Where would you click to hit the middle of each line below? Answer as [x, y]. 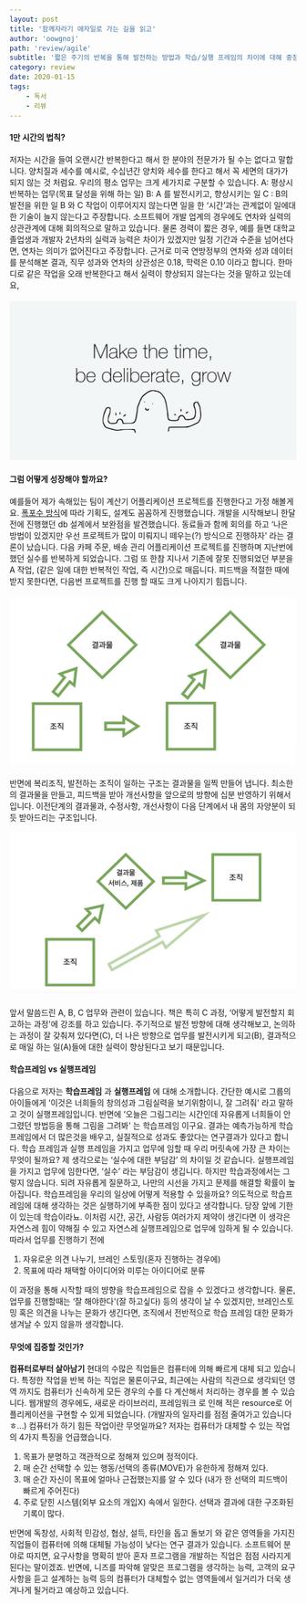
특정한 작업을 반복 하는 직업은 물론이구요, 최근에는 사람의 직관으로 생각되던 [154, 1380]
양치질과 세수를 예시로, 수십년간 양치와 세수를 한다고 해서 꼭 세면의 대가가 [158, 171]
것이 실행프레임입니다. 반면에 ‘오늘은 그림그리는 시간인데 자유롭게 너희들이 [150, 1115]
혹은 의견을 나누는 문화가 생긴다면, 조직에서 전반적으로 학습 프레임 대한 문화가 [156, 1313]
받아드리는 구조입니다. [58, 817]
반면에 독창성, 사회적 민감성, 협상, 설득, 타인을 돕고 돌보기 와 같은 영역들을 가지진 [153, 1533]
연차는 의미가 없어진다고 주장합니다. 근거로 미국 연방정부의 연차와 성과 [145, 250]
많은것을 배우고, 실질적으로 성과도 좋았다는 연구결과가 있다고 [165, 1137]
